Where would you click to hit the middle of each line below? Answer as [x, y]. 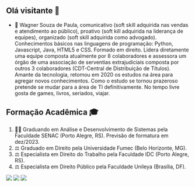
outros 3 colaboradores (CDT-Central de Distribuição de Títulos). [93, 68]
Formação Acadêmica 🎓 [52, 112]
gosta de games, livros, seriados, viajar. [62, 93]
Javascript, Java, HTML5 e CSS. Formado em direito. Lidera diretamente [102, 50]
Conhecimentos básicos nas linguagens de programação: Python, [94, 43]
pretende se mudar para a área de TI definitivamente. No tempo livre [97, 87]
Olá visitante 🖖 [33, 11]
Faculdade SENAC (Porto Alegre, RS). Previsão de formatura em [91, 136]
